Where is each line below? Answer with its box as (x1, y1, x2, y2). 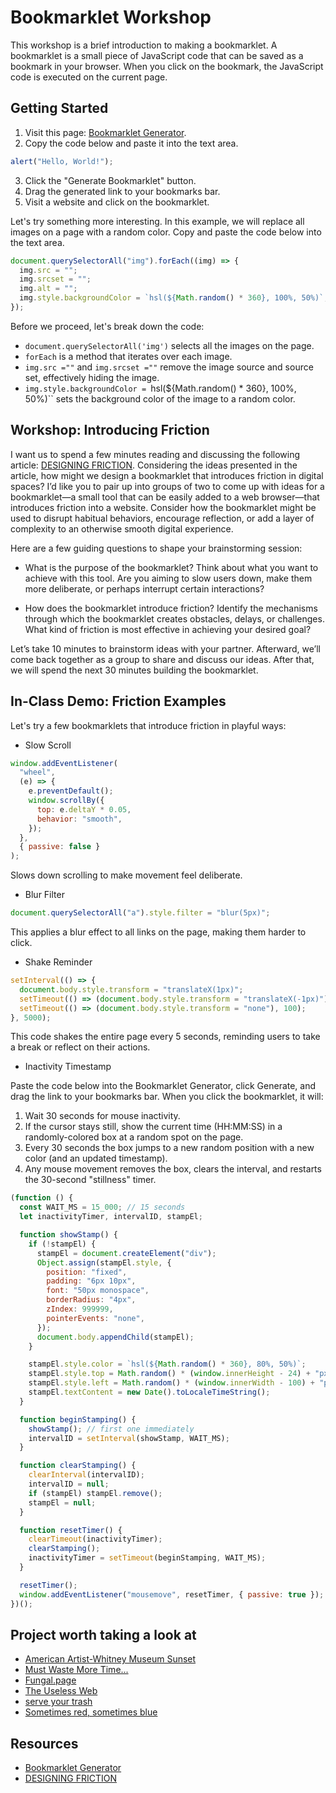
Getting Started (10, 100, 109, 117)
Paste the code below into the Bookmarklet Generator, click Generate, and (10, 1080, 317, 1092)
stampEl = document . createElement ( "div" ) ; (36, 1248, 217, 1258)
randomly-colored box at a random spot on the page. (24, 1131, 244, 1143)
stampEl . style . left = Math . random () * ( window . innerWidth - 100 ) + (28, 1378, 316, 1388)
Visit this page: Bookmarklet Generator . (24, 126, 187, 138)
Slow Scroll (24, 739, 72, 751)
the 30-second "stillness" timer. (24, 1174, 157, 1186)
